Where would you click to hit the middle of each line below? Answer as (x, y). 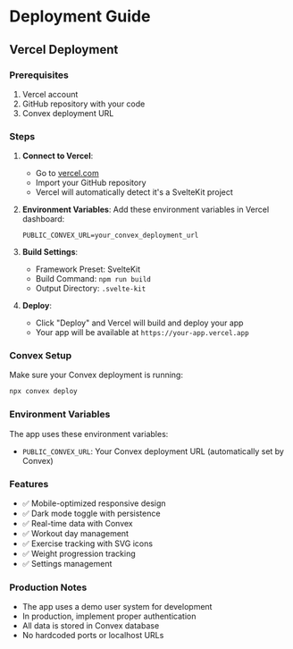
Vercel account (50, 94)
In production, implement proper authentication (109, 616)
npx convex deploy (43, 392)
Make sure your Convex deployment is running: (96, 375)
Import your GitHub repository (91, 183)
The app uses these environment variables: (89, 434)
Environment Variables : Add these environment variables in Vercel (146, 210)
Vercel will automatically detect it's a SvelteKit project (134, 192)
